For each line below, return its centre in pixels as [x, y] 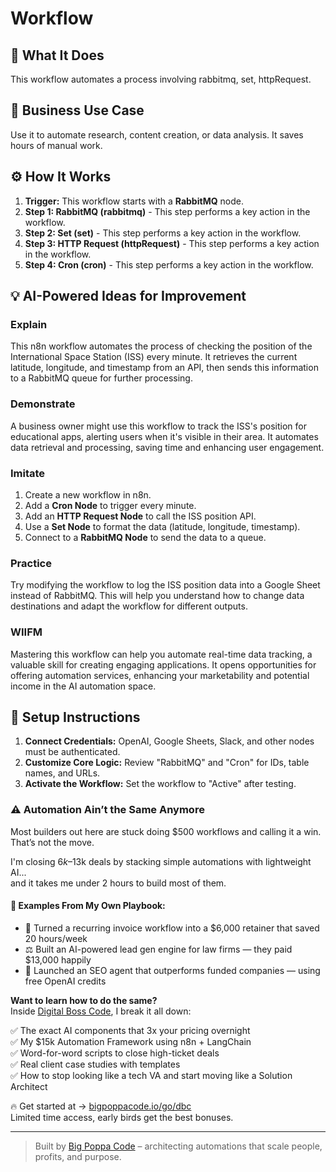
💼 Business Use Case [77, 110]
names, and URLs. [62, 773]
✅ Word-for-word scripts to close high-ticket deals [115, 1053]
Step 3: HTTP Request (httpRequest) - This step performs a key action [172, 243]
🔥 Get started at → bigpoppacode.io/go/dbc [101, 1106]
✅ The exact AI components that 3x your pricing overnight [130, 1030]
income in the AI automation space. [83, 686]
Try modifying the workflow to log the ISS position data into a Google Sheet [165, 585]
